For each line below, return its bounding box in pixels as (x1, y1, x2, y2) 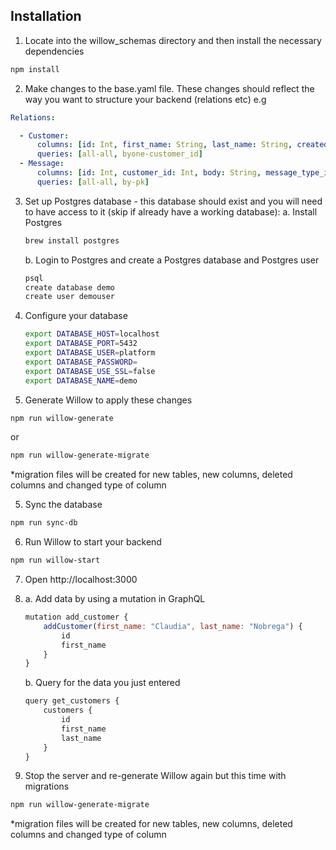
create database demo (24, 282, 115, 293)
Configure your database (24, 310, 128, 322)
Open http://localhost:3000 (24, 574, 138, 586)
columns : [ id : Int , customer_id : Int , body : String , (36, 168, 262, 178)
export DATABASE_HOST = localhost (24, 329, 160, 339)
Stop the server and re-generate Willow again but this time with (24, 770, 287, 782)
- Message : (19, 159, 65, 169)
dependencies (24, 45, 85, 57)
